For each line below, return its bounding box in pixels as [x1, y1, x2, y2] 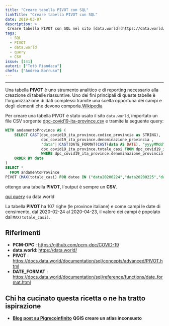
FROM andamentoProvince [10, 170, 59, 175]
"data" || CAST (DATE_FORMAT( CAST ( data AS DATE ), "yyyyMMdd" [41, 142, 165, 147]
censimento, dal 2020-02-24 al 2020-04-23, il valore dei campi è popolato [5, 209, 161, 215]
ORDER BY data [14, 156, 44, 161]
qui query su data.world [5, 193, 55, 200]
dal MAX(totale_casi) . [5, 214, 50, 220]
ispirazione [5, 302, 41, 310]
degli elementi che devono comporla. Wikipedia [5, 103, 103, 109]
